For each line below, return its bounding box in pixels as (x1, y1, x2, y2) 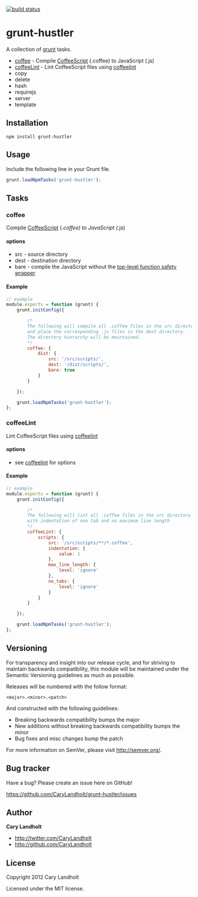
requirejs (14, 88, 37, 96)
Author (6, 808, 32, 817)
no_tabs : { (48, 578, 75, 584)
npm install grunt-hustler (6, 133, 72, 140)
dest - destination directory (14, 257, 81, 264)
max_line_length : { (48, 562, 96, 568)
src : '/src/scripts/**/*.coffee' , (48, 540, 133, 546)
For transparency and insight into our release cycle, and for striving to (6, 659, 176, 666)
